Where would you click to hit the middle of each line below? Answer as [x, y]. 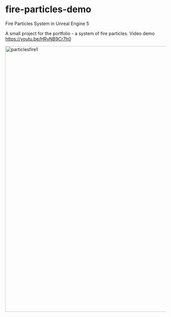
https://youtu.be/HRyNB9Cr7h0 [38, 39]
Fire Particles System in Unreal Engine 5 [47, 23]
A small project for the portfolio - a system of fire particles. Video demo [80, 33]
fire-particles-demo [48, 9]
